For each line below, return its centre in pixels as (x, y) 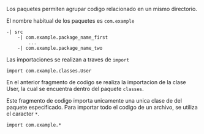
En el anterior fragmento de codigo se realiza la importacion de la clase (96, 82)
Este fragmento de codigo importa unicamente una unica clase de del (94, 100)
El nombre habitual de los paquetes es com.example (70, 21)
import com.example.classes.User (49, 71)
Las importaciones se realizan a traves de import (68, 60)
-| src (15, 32)
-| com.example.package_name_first (63, 37)
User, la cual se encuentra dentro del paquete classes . (75, 89)
